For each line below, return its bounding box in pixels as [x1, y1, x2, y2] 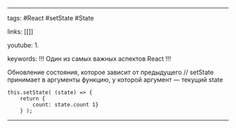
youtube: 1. [7, 41, 39, 49]
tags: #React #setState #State [7, 14, 94, 22]
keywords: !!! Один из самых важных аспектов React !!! [7, 55, 171, 63]
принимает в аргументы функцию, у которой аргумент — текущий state [7, 76, 223, 84]
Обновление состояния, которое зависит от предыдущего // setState [7, 68, 214, 76]
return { [20, 95, 46, 102]
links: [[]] [7, 27, 34, 36]
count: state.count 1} [32, 101, 99, 108]
